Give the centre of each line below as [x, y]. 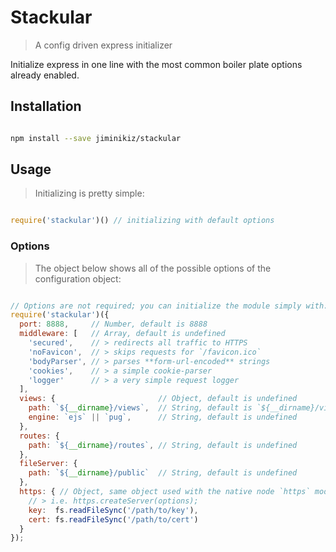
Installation [46, 106]
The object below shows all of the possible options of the [153, 268]
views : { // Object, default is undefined [158, 399]
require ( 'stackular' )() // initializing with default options [142, 221]
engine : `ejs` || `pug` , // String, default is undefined [163, 417]
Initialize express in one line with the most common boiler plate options [156, 64]
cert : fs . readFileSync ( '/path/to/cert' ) [113, 519]
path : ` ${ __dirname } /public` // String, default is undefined [163, 473]
